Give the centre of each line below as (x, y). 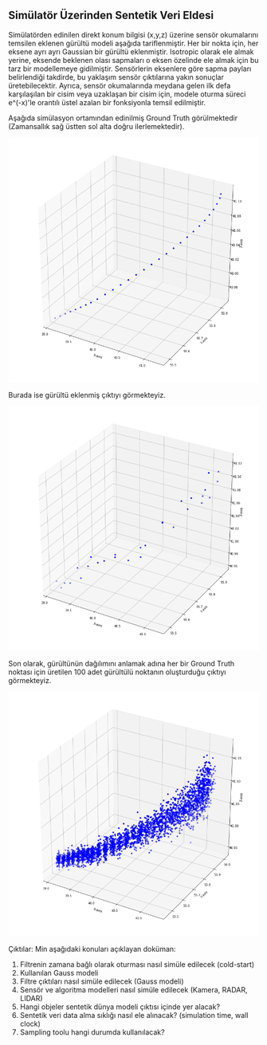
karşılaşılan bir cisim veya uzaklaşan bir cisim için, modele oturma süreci (127, 94)
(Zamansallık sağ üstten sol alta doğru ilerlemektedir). (96, 126)
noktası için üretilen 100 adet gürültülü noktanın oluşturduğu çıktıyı (117, 672)
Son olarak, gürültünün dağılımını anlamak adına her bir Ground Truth (122, 663)
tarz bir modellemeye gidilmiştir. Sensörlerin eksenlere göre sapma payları (130, 69)
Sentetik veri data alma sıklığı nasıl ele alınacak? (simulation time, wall (134, 1015)
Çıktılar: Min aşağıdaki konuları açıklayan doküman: (92, 949)
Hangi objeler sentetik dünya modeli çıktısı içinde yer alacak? (120, 1007)
